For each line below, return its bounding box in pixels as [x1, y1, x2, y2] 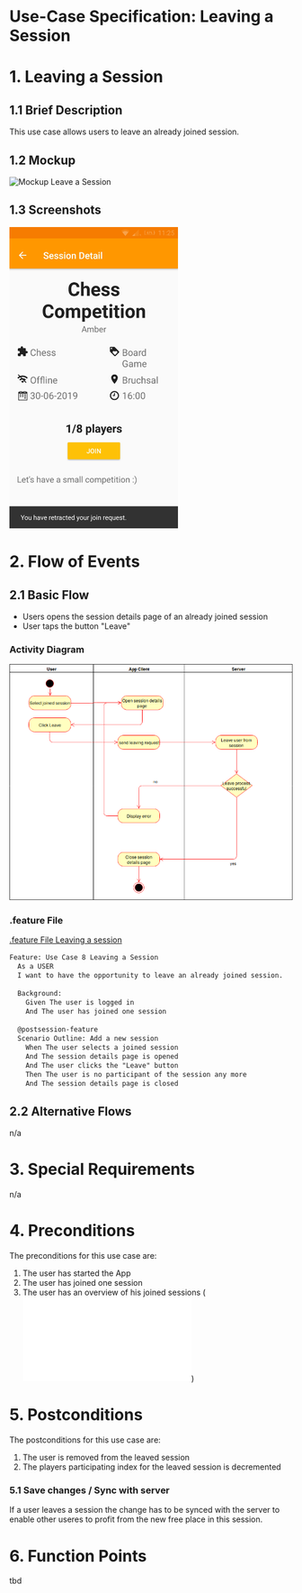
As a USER [17, 962, 54, 971]
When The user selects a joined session [25, 1043, 179, 1052]
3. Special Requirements [9, 1160, 195, 1179]
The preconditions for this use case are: [9, 1251, 157, 1261]
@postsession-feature [17, 1025, 99, 1034]
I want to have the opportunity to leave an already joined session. [17, 971, 283, 980]
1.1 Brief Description [9, 102, 123, 118]
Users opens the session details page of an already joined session [22, 611, 268, 622]
